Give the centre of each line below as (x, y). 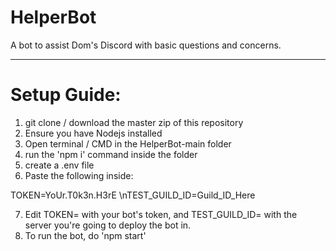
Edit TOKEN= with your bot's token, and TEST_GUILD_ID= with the (161, 214)
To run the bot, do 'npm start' (85, 235)
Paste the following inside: (79, 175)
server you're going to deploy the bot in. (108, 225)
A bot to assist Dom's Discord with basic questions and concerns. (146, 45)
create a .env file (59, 165)
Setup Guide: (66, 95)
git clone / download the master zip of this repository (134, 122)
